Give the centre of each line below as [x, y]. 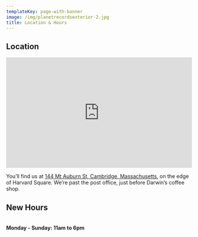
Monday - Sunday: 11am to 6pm [45, 228]
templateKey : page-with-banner [44, 11]
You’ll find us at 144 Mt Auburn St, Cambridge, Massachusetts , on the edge [98, 176]
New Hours [27, 207]
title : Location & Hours [37, 22]
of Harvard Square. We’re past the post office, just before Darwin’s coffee [95, 183]
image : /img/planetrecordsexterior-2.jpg [58, 17]
